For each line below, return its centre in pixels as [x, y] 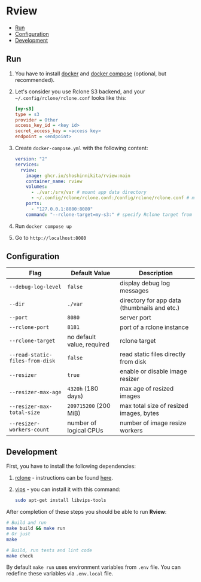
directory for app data [150, 300]
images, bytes [139, 413]
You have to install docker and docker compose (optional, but [90, 74]
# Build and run [26, 523]
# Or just [19, 534]
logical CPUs [85, 431]
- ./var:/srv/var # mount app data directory [89, 193]
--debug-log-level [35, 287]
